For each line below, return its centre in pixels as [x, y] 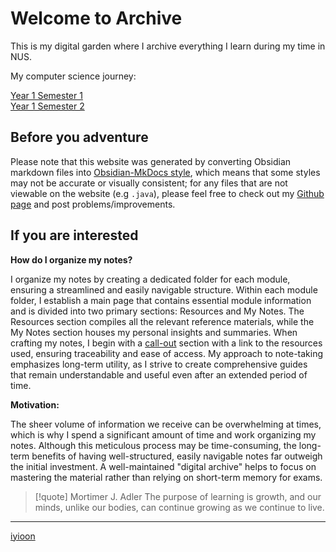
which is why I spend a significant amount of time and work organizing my [163, 434]
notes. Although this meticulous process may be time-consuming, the [153, 445]
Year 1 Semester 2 [47, 106]
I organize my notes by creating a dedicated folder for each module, [150, 279]
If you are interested [74, 235]
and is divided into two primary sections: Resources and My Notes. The [157, 311]
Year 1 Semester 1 [46, 95]
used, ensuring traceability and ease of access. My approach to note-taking [167, 353]
